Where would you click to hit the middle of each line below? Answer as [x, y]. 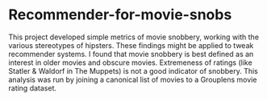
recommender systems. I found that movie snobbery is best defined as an [131, 54]
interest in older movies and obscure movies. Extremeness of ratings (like [130, 63]
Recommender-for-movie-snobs [120, 15]
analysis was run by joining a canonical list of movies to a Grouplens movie [133, 79]
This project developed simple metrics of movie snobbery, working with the [134, 37]
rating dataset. [33, 88]
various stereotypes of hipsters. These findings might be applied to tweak [131, 45]
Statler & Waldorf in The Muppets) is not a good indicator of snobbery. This [133, 71]
